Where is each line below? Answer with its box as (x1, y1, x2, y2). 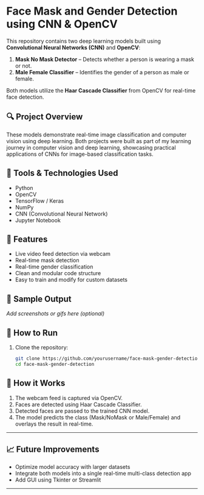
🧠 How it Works (6, 378, 66, 388)
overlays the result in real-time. (15, 420, 93, 427)
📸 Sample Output (6, 293, 72, 304)
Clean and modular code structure (15, 270, 101, 277)
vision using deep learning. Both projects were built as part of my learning (6, 137, 191, 144)
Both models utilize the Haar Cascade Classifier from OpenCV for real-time (6, 86, 196, 94)
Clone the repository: (15, 344, 69, 351)
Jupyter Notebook (15, 216, 61, 223)
